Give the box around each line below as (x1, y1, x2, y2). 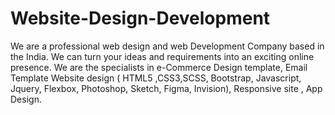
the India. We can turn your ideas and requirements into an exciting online (10, 50, 315, 62)
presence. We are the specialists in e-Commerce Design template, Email (10, 61, 308, 73)
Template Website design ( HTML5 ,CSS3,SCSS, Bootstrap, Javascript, (10, 72, 302, 84)
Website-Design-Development (10, 7, 271, 30)
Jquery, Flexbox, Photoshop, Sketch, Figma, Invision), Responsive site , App (10, 82, 323, 94)
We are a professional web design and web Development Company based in (10, 40, 325, 52)
